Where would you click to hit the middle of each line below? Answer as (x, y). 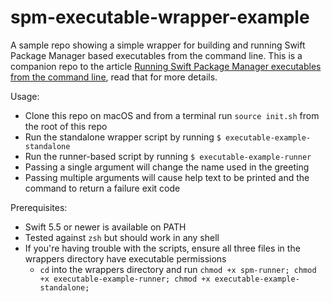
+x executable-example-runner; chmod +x (125, 279)
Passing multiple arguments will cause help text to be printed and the (167, 177)
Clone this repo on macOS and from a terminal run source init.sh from (172, 115)
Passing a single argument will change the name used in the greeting (167, 167)
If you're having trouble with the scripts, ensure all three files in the (162, 248)
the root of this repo (66, 126)
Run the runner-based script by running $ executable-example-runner (168, 156)
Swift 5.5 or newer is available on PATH (105, 227)
